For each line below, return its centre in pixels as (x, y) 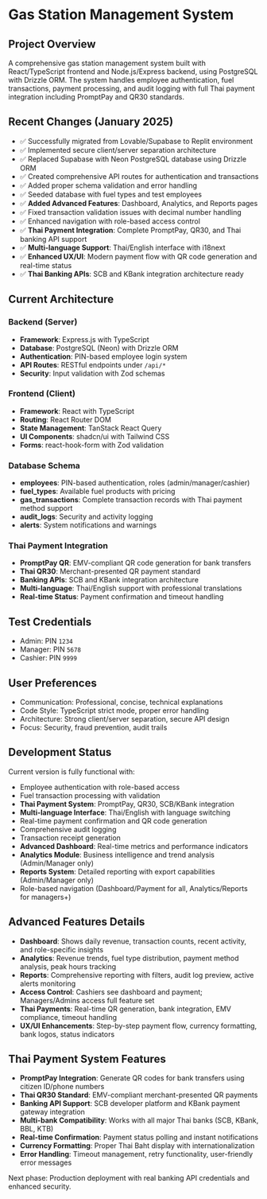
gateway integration (52, 1112)
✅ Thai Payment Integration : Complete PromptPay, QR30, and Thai (130, 230)
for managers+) (45, 897)
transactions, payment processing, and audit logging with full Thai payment (132, 88)
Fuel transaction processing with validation (90, 795)
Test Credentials (50, 622)
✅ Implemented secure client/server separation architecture (118, 150)
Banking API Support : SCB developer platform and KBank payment (130, 1104)
